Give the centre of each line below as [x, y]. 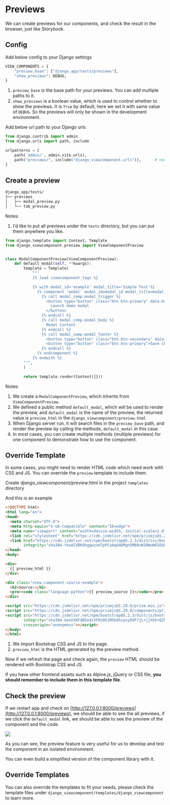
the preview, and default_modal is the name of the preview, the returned [88, 412]
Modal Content [61, 325]
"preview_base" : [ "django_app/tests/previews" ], [67, 71]
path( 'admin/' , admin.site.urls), [51, 155]
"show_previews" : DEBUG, [40, 76]
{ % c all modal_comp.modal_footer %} [80, 334]
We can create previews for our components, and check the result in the [81, 23]
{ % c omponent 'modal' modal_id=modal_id [80, 292]
